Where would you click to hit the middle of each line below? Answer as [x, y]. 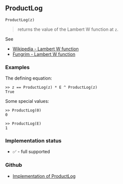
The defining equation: [29, 78]
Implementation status [33, 141]
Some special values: [27, 101]
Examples [18, 67]
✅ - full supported [31, 152]
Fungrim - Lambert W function [44, 54]
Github [14, 165]
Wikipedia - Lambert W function [45, 49]
